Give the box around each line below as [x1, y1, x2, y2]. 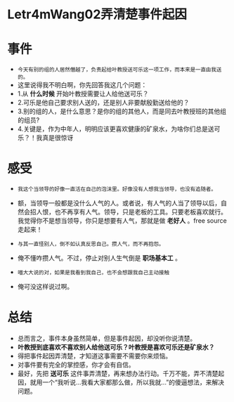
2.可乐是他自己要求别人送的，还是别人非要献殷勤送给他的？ [17, 98, 190, 107]
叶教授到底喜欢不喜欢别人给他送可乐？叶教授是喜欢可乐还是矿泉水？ [17, 343, 215, 351]
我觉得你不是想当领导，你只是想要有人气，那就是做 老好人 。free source [17, 216, 227, 225]
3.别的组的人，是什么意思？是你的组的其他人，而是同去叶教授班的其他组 [17, 107, 227, 116]
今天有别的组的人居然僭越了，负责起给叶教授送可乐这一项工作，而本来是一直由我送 [17, 66, 222, 74]
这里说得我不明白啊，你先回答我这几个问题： [17, 81, 148, 89]
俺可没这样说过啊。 [17, 283, 74, 291]
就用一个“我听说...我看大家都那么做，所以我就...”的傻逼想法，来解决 [30, 378, 225, 387]
